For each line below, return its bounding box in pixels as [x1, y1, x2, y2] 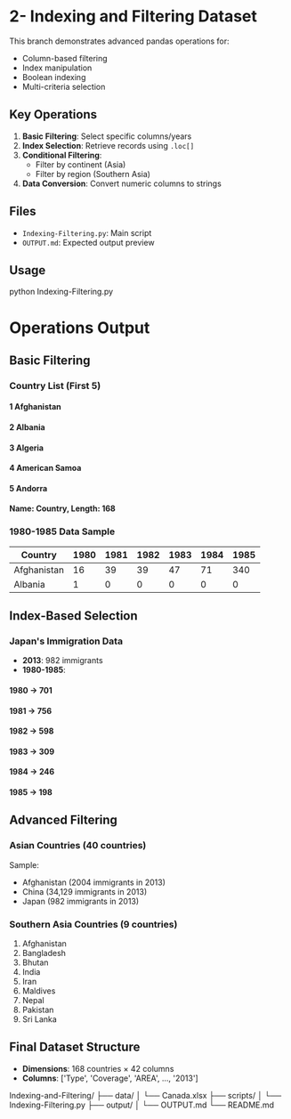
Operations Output [9, 318, 150, 337]
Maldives [21, 985, 56, 996]
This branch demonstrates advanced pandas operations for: [9, 36, 230, 46]
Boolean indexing [21, 71, 86, 82]
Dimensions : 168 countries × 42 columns [21, 1063, 174, 1074]
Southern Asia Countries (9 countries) [9, 918, 178, 930]
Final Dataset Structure [9, 1040, 141, 1055]
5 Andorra [9, 482, 48, 493]
